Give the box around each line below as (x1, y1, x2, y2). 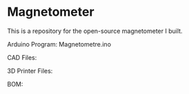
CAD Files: (7, 53, 37, 62)
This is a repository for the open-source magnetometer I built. (7, 27, 183, 35)
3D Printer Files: (7, 67, 53, 75)
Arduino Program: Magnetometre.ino (7, 40, 112, 48)
